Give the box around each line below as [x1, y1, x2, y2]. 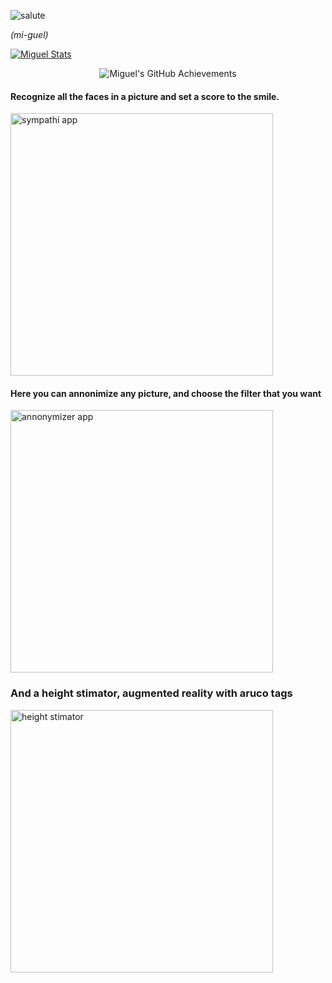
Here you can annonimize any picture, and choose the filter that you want [10, 387, 322, 399]
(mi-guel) [10, 29, 49, 40]
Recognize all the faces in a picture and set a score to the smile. [10, 90, 280, 102]
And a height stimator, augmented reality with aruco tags [10, 686, 293, 700]
